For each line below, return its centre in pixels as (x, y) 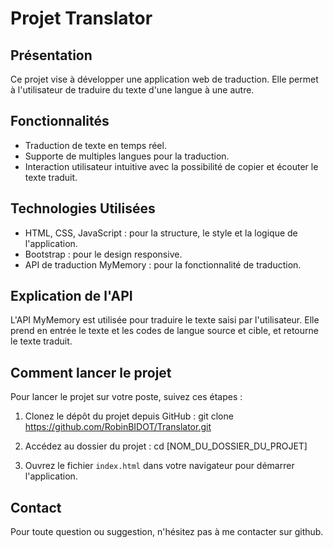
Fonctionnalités (60, 121)
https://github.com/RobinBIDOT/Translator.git (118, 427)
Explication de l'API (71, 296)
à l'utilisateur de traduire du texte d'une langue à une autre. (132, 90)
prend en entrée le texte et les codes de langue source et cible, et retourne (164, 331)
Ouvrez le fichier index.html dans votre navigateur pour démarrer (159, 466)
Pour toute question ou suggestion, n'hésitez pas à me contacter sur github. (167, 532)
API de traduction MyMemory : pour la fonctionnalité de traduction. (163, 264)
